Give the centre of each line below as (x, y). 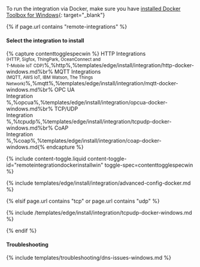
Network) (16, 84)
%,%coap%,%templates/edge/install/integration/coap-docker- (84, 141)
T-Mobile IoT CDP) (25, 66)
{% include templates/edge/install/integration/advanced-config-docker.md (99, 183)
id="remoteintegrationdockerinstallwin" (55, 165)
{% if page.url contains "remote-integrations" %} (67, 27)
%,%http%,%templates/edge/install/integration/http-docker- (119, 65)
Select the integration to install (45, 40)
